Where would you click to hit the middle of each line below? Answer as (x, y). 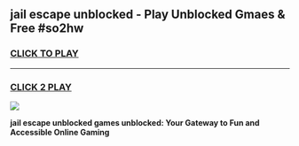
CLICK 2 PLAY (41, 87)
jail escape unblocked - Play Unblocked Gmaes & (148, 15)
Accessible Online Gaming (60, 132)
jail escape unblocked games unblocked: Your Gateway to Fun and (135, 122)
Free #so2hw (47, 29)
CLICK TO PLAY (44, 54)
